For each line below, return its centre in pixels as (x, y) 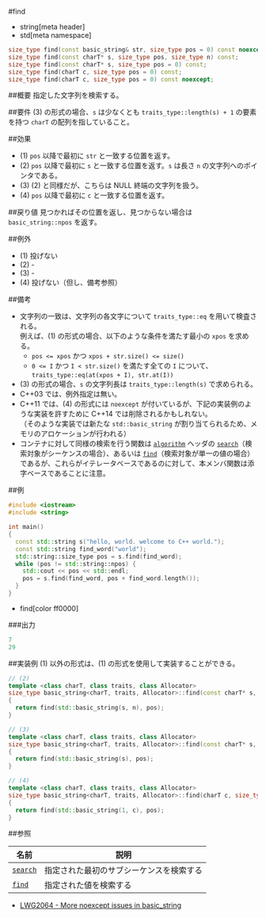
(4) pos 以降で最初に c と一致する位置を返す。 (94, 195)
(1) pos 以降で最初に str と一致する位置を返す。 (97, 156)
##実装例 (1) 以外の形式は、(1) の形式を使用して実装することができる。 (124, 663)
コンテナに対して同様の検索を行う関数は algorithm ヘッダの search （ (132, 444)
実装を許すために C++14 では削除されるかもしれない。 (123, 414)
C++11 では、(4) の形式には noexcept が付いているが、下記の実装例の (132, 404)
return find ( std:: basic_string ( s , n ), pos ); (90, 708)
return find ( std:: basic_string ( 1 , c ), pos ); (90, 810)
